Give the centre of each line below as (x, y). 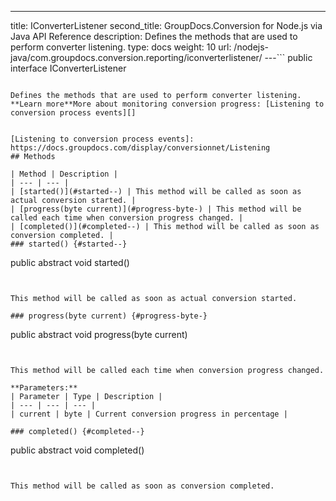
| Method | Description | (64, 174)
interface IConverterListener (68, 68)
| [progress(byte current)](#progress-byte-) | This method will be (156, 209)
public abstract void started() (70, 262)
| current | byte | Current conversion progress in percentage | (149, 414)
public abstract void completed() (77, 450)
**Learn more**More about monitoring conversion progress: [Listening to (167, 104)
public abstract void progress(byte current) (99, 334)
